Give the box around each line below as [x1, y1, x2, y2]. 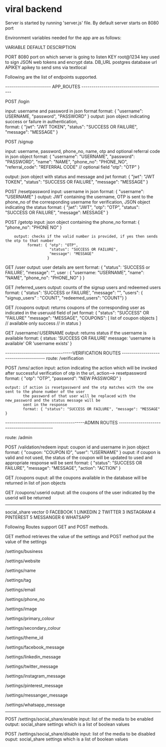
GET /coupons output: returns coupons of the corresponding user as [5, 304, 145, 310]
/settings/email [5, 587, 36, 593]
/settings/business [5, 548, 43, 554]
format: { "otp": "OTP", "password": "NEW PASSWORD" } [5, 375, 122, 381]
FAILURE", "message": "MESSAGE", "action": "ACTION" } [5, 465, 121, 471]
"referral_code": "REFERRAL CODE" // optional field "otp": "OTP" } [5, 164, 140, 170]
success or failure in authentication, [5, 118, 78, 124]
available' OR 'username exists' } [5, 340, 72, 346]
